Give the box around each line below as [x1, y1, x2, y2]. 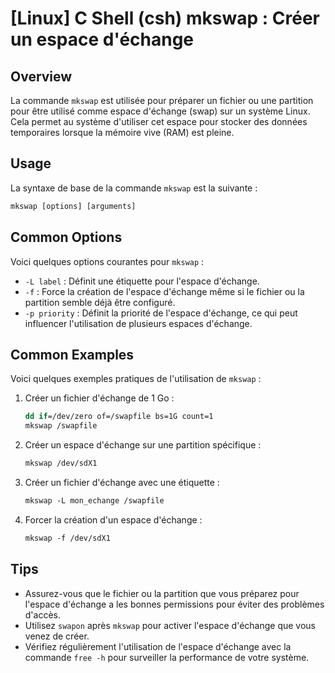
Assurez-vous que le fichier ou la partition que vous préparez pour [24, 587, 300, 599]
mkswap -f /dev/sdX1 [24, 533, 111, 543]
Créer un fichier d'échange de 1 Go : [24, 392, 175, 404]
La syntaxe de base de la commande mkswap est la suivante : [10, 182, 258, 194]
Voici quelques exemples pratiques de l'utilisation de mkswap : [10, 373, 262, 385]
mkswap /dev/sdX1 [24, 458, 98, 469]
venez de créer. [24, 630, 90, 642]
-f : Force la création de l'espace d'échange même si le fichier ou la [24, 285, 305, 297]
